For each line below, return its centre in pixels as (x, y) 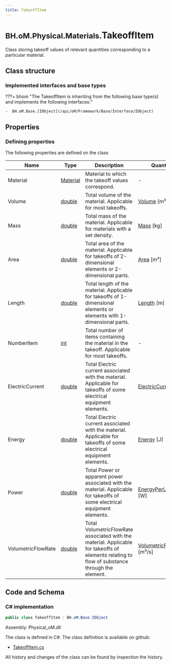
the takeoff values (107, 180)
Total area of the (105, 243)
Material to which (106, 174)
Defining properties (30, 141)
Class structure (30, 71)
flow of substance (107, 561)
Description (109, 165)
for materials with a (108, 229)
